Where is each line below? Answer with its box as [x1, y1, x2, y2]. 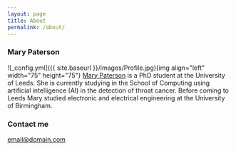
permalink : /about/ [7, 24, 66, 31]
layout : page [7, 10, 46, 18]
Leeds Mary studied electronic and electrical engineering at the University [7, 93, 225, 102]
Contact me [7, 119, 49, 129]
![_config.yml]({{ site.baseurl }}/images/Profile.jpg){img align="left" [7, 63, 205, 72]
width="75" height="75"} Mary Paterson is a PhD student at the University [7, 71, 226, 79]
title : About [7, 17, 46, 24]
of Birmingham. [7, 101, 53, 110]
